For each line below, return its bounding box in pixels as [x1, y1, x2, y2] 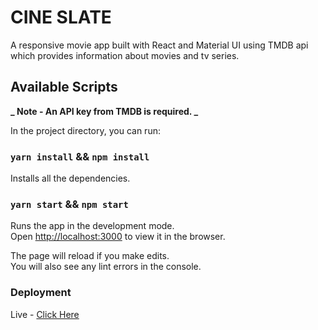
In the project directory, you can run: [10, 124, 161, 136]
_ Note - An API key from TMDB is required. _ [10, 105, 199, 117]
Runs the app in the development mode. [10, 220, 175, 232]
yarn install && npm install [10, 149, 150, 163]
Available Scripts [10, 79, 118, 96]
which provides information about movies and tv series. [10, 49, 240, 61]
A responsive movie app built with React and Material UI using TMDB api [10, 39, 309, 51]
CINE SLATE [10, 6, 112, 29]
